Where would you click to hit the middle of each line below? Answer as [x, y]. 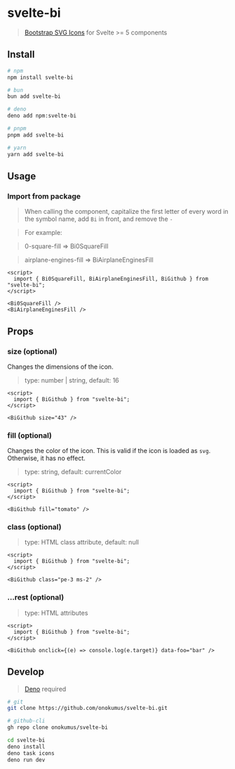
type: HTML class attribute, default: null [81, 542]
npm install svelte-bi [40, 77]
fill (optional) [30, 436]
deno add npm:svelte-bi [42, 116]
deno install [26, 746]
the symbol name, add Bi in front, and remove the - [99, 219]
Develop [26, 672]
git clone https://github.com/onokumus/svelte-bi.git [88, 708]
